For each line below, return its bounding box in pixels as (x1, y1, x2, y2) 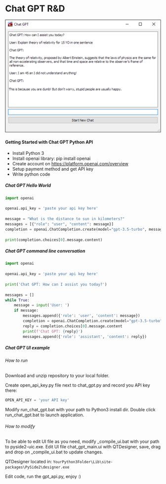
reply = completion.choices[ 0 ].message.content (23, 324, 123, 329)
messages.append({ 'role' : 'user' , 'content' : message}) (23, 313, 140, 318)
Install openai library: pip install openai (12, 155, 91, 161)
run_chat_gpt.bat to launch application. (5, 412, 84, 418)
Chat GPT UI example (5, 345, 50, 351)
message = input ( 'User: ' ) (14, 303, 70, 308)
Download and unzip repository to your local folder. (5, 373, 110, 379)
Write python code (12, 171, 50, 177)
